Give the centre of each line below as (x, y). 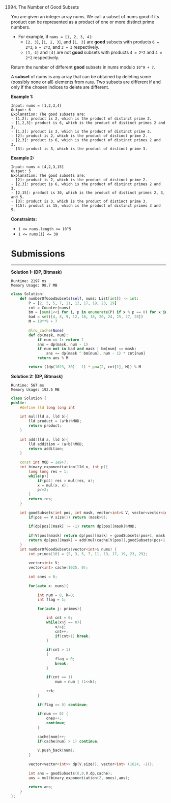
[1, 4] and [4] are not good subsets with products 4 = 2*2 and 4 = (94, 52)
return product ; (45, 426)
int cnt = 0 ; (59, 618)
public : (19, 403)
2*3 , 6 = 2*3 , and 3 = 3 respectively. (62, 47)
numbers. (21, 27)
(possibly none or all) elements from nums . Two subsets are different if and (86, 82)
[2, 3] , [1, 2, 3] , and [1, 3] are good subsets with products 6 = (92, 42)
